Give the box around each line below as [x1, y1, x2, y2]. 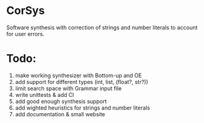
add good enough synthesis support [15, 97, 107, 105]
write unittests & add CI [15, 91, 75, 98]
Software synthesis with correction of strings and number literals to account [6, 24, 198, 31]
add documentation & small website [15, 110, 106, 118]
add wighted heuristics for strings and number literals [15, 104, 150, 111]
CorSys [6, 4, 45, 18]
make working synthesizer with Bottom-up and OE [15, 71, 142, 79]
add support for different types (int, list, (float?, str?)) [15, 78, 148, 85]
